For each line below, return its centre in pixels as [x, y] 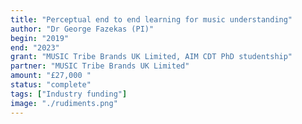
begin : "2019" [40, 38]
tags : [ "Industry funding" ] [69, 94]
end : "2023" [35, 47]
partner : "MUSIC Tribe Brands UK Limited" [100, 66]
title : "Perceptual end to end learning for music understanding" [151, 19]
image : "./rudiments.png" [64, 103]
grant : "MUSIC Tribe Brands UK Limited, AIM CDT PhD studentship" [151, 57]
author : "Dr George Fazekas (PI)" [82, 29]
